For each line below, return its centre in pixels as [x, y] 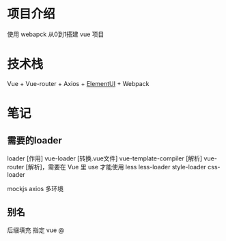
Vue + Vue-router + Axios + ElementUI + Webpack [78, 83]
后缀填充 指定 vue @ [36, 230]
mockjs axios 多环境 [35, 188]
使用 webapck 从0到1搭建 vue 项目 [56, 34]
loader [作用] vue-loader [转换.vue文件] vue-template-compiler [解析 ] [105, 158]
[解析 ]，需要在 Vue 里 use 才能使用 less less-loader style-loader [116, 167]
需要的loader [35, 141]
